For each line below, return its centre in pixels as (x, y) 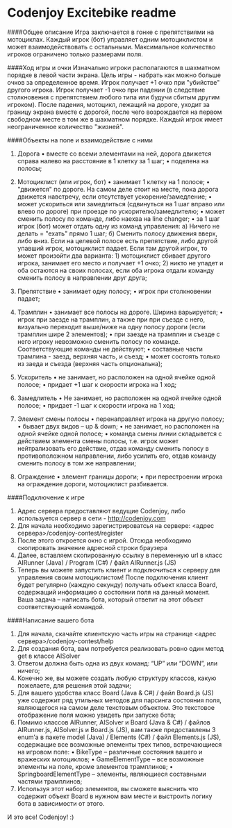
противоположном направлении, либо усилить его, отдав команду (117, 456)
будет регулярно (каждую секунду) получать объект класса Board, (117, 584)
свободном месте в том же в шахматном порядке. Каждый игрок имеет (115, 119)
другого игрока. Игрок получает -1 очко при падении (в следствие (106, 90)
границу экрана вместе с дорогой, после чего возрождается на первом (115, 112)
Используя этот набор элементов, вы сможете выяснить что (108, 788)
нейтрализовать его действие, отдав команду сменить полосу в (113, 448)
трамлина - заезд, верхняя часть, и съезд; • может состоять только (119, 356)
